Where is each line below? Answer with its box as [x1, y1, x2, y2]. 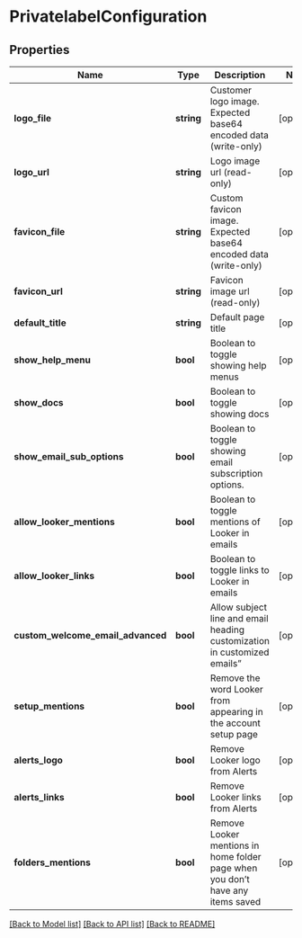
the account [209, 717, 261, 729]
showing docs [209, 407, 270, 420]
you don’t [209, 873, 250, 885]
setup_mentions [13, 700, 85, 712]
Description [214, 69, 266, 81]
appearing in [209, 706, 263, 718]
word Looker [209, 683, 263, 695]
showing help [209, 360, 267, 371]
